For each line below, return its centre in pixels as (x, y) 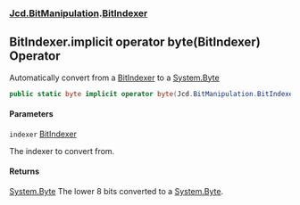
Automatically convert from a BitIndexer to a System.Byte (115, 78)
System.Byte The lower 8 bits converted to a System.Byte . (117, 192)
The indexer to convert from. (62, 151)
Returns (25, 171)
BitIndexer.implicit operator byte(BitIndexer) (135, 42)
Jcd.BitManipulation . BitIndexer (79, 13)
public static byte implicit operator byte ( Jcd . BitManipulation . (133, 94)
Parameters (31, 114)
